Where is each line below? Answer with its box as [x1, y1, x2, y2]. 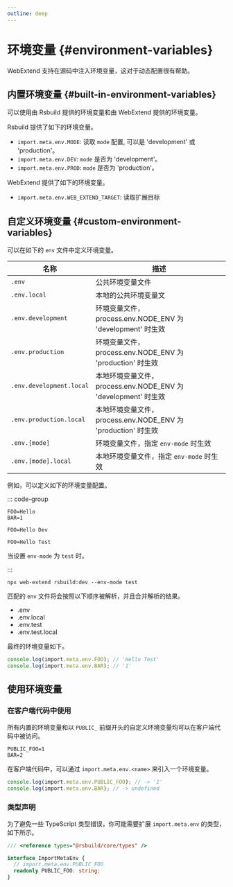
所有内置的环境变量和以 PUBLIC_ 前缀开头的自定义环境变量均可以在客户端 [7, 723, 215, 731]
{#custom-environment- [72, 216, 182, 227]
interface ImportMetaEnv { [7, 854, 85, 861]
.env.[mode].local [10, 457, 71, 465]
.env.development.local [10, 382, 89, 390]
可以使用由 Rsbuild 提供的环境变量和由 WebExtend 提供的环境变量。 [7, 108, 202, 116]
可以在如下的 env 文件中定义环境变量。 [7, 246, 118, 254]
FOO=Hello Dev [7, 527, 49, 534]
